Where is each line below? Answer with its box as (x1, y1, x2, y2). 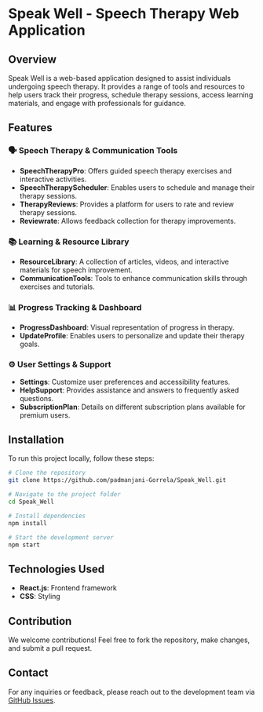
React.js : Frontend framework (19, 583, 118, 593)
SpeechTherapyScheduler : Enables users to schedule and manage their (19, 182, 255, 192)
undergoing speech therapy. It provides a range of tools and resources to (8, 82, 245, 91)
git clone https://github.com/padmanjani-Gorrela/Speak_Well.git (8, 476, 226, 484)
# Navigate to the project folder (8, 491, 122, 498)
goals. (19, 339, 40, 349)
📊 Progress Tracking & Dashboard (8, 301, 142, 312)
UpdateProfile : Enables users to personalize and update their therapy (19, 331, 245, 341)
